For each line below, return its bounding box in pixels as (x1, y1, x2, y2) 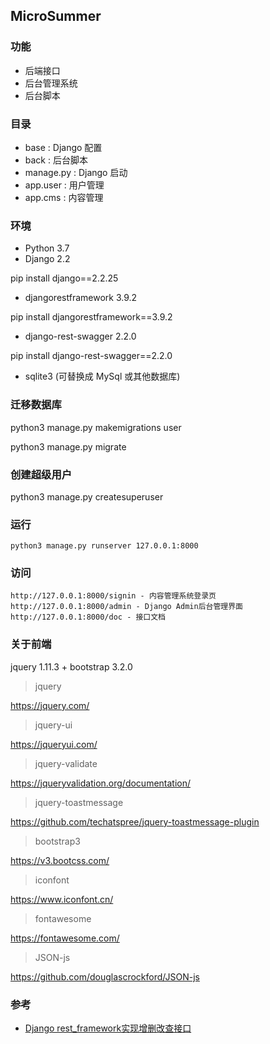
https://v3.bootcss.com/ (10, 854, 110, 866)
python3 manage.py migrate (10, 440, 127, 453)
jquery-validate (34, 757, 98, 769)
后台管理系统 (24, 77, 78, 89)
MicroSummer (10, 8, 102, 25)
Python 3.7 (24, 242, 70, 254)
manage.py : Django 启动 (24, 166, 128, 178)
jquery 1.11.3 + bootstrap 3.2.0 (10, 660, 133, 673)
